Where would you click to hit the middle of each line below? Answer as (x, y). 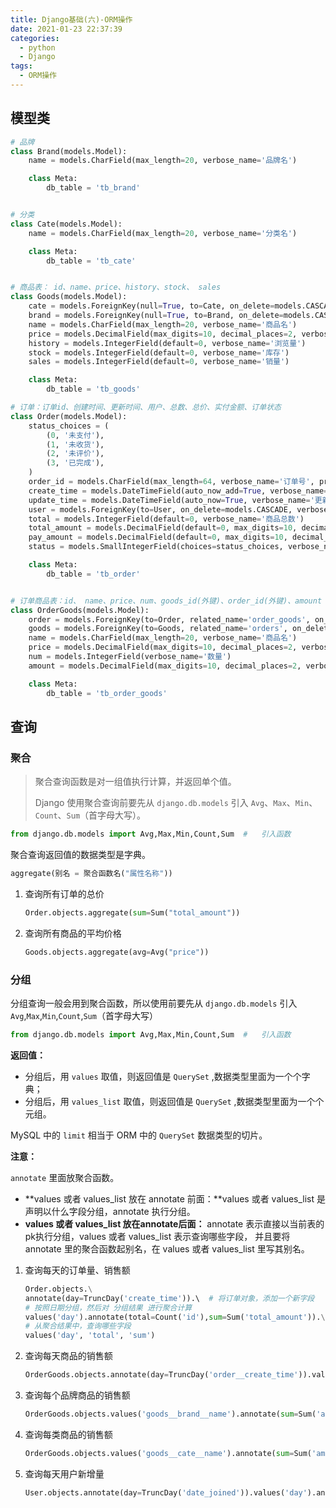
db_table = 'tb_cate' (91, 261)
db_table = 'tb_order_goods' (107, 693)
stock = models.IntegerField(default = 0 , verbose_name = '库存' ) (159, 352)
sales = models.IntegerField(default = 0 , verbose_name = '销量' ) (159, 362)
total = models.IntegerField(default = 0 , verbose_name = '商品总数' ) (166, 519)
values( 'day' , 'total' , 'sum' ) (90, 1336)
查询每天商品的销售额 (68, 1356)
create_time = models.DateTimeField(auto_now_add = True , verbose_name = (178, 491)
